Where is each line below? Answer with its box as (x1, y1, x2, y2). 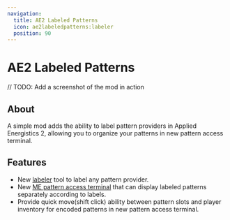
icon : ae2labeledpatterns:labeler (13, 23, 114, 30)
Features (7, 156, 47, 168)
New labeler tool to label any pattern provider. (17, 175, 149, 184)
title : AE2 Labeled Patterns (13, 17, 98, 24)
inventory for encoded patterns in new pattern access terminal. (17, 205, 199, 213)
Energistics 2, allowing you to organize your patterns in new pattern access (7, 129, 224, 137)
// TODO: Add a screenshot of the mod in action (7, 83, 145, 91)
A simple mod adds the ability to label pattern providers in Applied (7, 122, 197, 130)
